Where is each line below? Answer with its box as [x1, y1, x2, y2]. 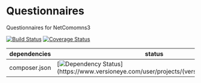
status [145, 50, 163, 58]
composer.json [9, 63, 51, 72]
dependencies [9, 50, 51, 58]
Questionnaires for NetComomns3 [6, 24, 91, 31]
